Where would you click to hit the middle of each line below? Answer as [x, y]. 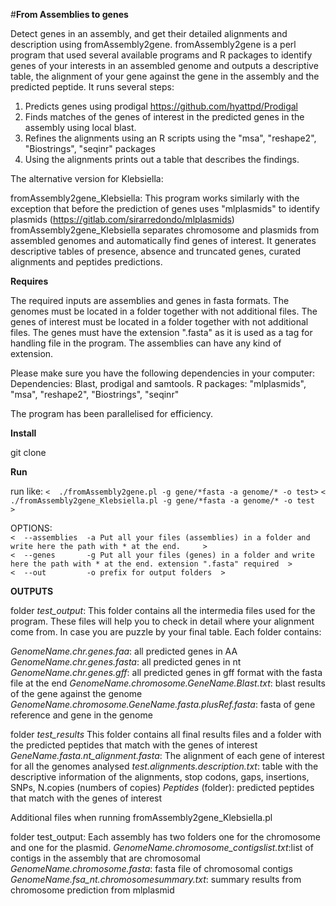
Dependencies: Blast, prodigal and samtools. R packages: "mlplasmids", [158, 383]
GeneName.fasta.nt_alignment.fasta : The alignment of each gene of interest [167, 755]
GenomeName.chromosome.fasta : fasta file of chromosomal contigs [151, 868]
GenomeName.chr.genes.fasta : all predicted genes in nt [126, 662]
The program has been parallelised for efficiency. [111, 413]
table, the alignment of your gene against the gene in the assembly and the [165, 76]
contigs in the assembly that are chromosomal [105, 858]
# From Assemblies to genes [69, 14]
